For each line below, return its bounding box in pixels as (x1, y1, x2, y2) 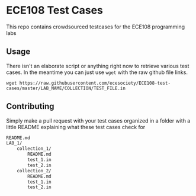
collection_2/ (17, 168, 52, 173)
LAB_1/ (6, 140, 23, 146)
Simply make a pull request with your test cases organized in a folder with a (6, 117, 191, 124)
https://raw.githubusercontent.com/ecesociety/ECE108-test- (19, 80, 171, 86)
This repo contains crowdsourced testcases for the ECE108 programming (6, 23, 185, 30)
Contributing (6, 101, 54, 111)
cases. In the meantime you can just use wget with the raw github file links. (6, 69, 188, 76)
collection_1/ (17, 146, 52, 152)
